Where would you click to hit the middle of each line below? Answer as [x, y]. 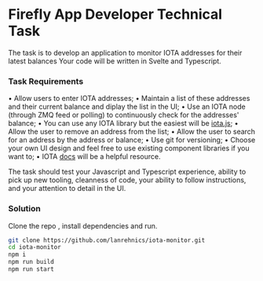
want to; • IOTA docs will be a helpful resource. [84, 157]
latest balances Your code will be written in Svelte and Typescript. [115, 61]
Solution [25, 209]
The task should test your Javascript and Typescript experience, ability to [127, 172]
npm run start [31, 269]
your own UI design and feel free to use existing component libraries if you [129, 148]
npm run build [31, 262]
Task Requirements [46, 81]
